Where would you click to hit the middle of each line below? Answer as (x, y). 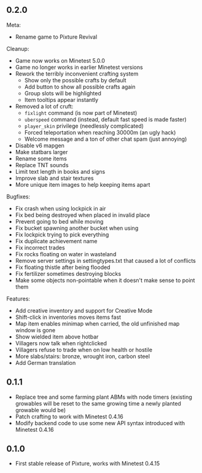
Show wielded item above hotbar (57, 337)
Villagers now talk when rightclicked (61, 343)
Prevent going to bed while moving (59, 221)
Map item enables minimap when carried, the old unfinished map (97, 323)
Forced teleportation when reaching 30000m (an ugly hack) (100, 132)
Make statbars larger (41, 152)
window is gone (35, 330)
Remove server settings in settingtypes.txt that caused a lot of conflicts (106, 260)
